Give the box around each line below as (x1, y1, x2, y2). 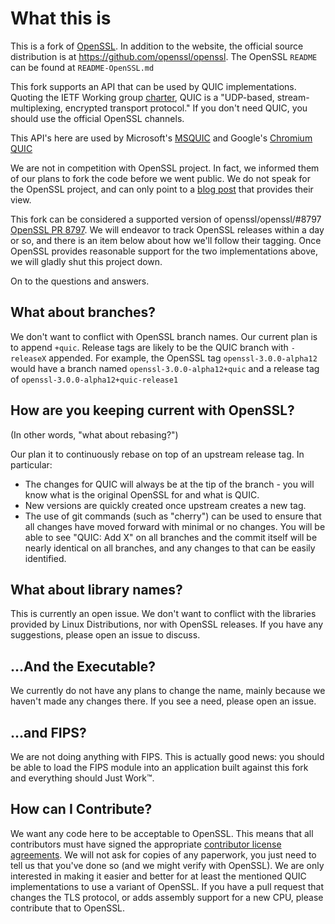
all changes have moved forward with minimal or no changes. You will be (24, 520, 326, 532)
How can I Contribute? (10, 801, 153, 818)
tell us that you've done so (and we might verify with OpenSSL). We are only (10, 859, 325, 871)
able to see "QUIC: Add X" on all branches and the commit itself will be (24, 531, 318, 543)
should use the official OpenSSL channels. (10, 112, 185, 124)
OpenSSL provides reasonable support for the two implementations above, (10, 245, 318, 257)
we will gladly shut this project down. (10, 255, 163, 267)
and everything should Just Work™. (10, 772, 155, 784)
